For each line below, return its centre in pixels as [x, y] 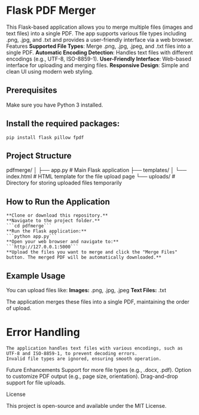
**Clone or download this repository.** [57, 216]
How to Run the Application [58, 202]
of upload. [19, 308]
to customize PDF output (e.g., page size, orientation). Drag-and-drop [92, 376]
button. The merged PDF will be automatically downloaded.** [84, 258]
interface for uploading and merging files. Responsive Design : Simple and [98, 65]
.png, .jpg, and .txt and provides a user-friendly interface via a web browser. [100, 40]
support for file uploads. [36, 382]
